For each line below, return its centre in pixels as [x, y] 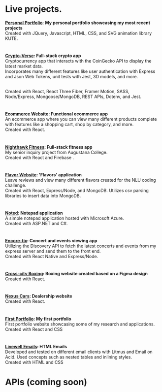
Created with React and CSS [34, 329]
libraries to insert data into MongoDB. [43, 196]
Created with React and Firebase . [40, 157]
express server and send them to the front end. [53, 251]
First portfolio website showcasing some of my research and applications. [80, 324]
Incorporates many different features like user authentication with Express [80, 71]
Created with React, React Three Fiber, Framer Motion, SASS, [67, 92]
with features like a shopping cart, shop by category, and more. [69, 125]
